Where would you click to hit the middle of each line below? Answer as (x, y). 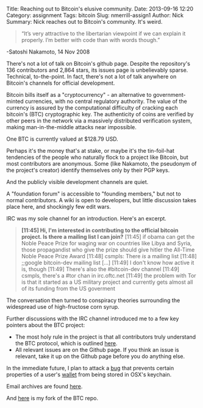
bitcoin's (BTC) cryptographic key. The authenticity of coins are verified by (100, 114)
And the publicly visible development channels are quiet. (77, 182)
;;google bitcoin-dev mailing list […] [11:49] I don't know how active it (108, 262)
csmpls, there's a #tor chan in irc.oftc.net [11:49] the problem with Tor (109, 276)
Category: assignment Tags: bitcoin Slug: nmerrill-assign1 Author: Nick (95, 15)
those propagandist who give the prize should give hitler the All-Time (108, 250)
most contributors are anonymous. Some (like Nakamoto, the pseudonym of (101, 164)
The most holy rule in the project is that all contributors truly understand (105, 337)
